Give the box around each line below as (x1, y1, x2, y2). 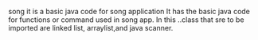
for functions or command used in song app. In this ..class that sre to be (8, 15, 244, 24)
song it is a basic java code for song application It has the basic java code (8, 7, 251, 16)
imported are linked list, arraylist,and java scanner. (8, 24, 174, 32)
